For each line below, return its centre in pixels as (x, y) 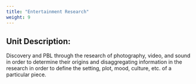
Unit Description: (38, 41)
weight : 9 (18, 17)
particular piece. (26, 74)
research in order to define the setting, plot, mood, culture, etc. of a (89, 69)
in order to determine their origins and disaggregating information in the (94, 62)
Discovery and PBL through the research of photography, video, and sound (98, 56)
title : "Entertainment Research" (48, 12)
